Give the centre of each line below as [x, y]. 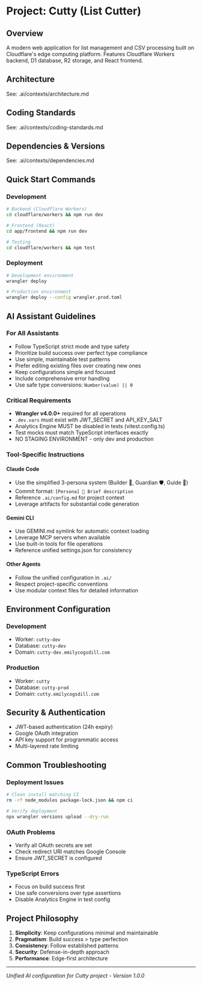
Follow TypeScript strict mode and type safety [72, 346]
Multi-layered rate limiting [47, 746]
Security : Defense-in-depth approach [62, 952]
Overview [25, 33]
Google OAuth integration [46, 733]
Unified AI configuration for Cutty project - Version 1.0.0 [75, 976]
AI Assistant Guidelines [51, 316]
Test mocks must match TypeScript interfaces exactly [81, 433]
